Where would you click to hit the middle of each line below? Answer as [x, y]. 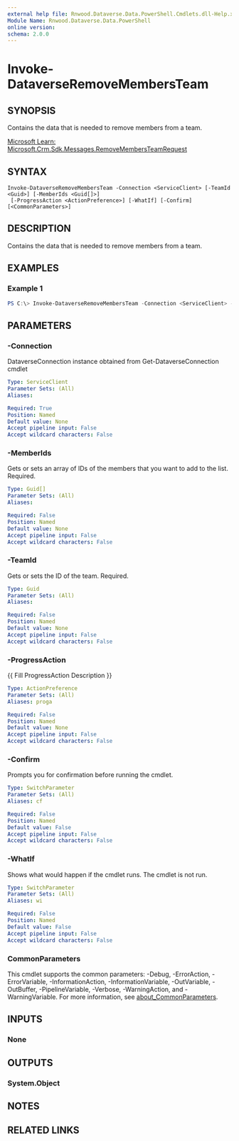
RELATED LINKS [43, 1131]
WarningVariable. [33, 997]
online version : [31, 27]
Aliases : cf [25, 801]
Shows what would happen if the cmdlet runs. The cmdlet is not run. [107, 874]
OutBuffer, [22, 989]
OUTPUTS [30, 1063]
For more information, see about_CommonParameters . [139, 997]
